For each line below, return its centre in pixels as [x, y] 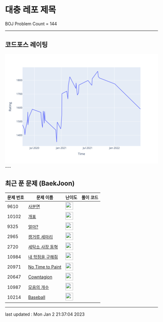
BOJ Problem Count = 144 [31, 24]
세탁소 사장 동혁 [43, 247]
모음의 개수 [39, 288]
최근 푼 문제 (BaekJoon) [40, 183]
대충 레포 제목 [31, 10]
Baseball [37, 297]
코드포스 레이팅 [26, 45]
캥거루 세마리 [41, 237]
